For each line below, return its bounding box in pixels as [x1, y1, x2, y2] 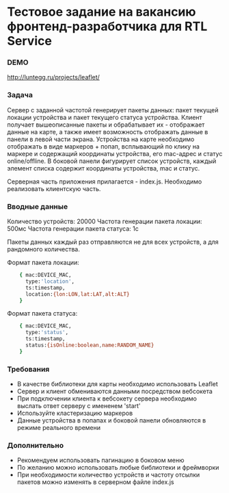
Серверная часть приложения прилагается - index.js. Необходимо [7, 177, 202, 186]
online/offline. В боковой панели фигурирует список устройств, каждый [7, 157, 217, 165]
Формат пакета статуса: [7, 309, 78, 318]
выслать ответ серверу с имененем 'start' [16, 402, 142, 410]
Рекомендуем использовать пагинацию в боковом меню [16, 456, 185, 464]
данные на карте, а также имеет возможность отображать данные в [7, 127, 208, 136]
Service [7, 34, 53, 49]
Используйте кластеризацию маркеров [16, 409, 133, 418]
